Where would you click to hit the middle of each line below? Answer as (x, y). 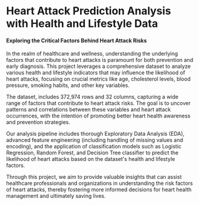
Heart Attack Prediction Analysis (89, 11)
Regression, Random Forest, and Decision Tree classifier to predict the (92, 153)
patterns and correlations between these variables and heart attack (89, 110)
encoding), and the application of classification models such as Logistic (94, 147)
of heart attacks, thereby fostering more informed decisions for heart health (99, 190)
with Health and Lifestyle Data (82, 24)
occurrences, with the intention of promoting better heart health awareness (98, 116)
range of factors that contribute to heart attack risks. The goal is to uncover (99, 103)
